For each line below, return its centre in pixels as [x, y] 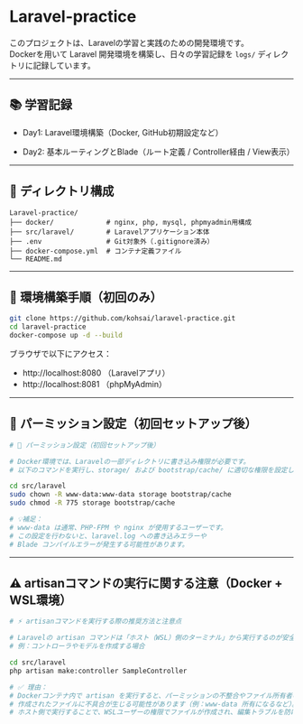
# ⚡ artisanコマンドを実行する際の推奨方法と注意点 [96, 622]
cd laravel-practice [48, 327]
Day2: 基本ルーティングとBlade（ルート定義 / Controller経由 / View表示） [158, 152]
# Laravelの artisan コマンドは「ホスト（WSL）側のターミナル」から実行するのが [146, 638]
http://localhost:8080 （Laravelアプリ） [96, 373]
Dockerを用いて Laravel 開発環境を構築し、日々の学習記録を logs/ [133, 54]
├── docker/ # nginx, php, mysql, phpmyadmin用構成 [131, 222]
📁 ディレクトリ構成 [62, 191]
